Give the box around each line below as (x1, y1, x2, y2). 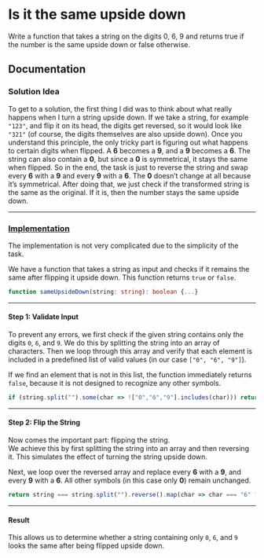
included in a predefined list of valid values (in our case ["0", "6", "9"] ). (8, 355, 247, 364)
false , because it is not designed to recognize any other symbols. (8, 379, 222, 387)
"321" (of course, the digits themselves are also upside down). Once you (8, 129, 243, 138)
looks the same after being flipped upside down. (8, 541, 165, 551)
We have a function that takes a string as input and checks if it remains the (8, 264, 250, 273)
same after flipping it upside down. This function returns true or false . (8, 273, 236, 282)
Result (8, 515, 30, 524)
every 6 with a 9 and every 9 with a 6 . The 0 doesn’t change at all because (8, 171, 251, 180)
